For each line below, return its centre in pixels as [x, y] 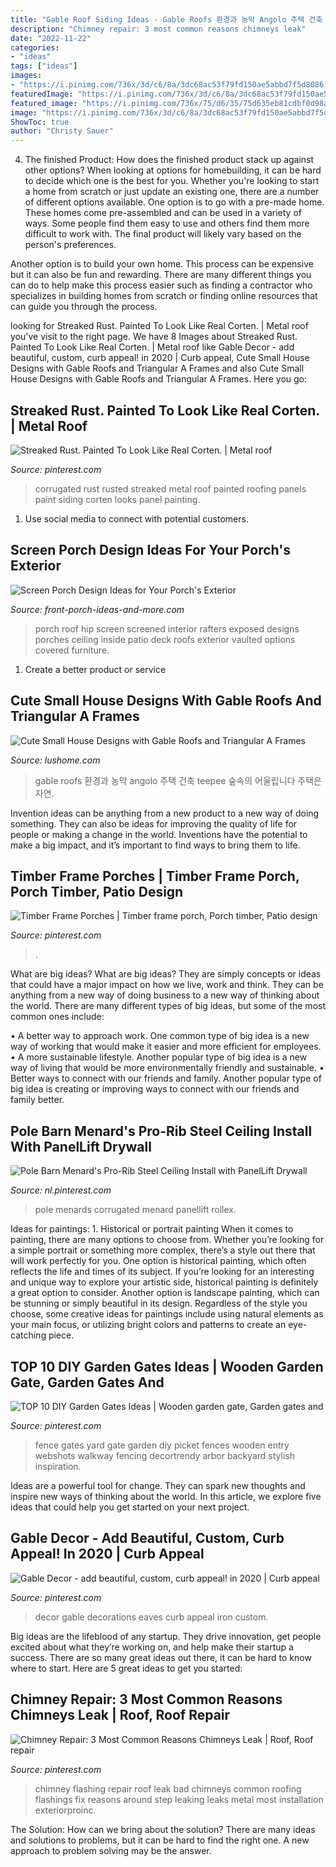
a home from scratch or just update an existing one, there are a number [172, 192]
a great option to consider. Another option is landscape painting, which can [165, 1293]
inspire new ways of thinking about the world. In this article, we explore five [166, 1496]
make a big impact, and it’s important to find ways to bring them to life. [155, 845]
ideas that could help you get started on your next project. [130, 1507]
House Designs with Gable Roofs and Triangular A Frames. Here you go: [159, 379]
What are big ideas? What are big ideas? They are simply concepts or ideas [166, 974]
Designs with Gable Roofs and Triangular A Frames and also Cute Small [157, 368]
